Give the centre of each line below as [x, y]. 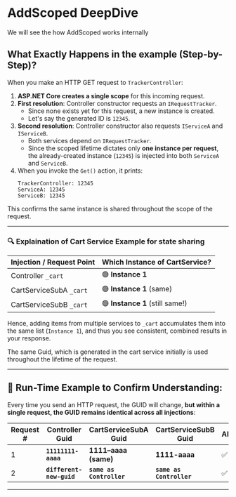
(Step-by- [201, 54]
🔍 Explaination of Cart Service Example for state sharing [106, 241]
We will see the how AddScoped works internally [78, 32]
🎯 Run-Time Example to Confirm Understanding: [115, 388]
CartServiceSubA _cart [49, 290]
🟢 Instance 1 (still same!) [144, 303]
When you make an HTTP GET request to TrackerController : [96, 82]
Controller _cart [37, 275]
